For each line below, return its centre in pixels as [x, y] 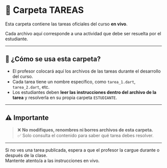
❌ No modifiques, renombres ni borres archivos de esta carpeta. [85, 130]
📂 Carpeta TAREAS [44, 10]
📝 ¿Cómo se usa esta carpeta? [53, 59]
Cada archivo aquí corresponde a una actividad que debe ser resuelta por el [83, 33]
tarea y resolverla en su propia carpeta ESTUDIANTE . [65, 97]
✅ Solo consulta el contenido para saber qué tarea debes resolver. [85, 135]
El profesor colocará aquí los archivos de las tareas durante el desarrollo [86, 71]
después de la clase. [26, 155]
